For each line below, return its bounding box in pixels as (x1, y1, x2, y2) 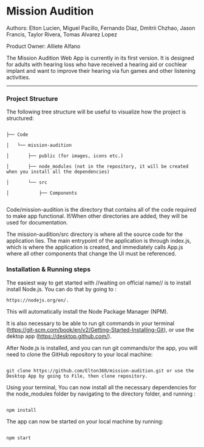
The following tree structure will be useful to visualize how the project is (6, 108, 186, 116)
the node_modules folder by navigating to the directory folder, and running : (6, 390, 196, 397)
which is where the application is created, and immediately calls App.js (6, 244, 183, 251)
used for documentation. (6, 219, 68, 226)
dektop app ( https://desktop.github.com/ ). (6, 332, 112, 340)
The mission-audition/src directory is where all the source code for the (6, 230, 183, 238)
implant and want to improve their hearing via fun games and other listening (6, 67, 196, 74)
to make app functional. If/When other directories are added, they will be (6, 212, 188, 220)
